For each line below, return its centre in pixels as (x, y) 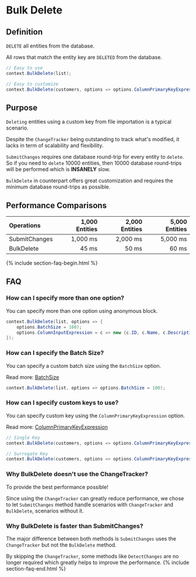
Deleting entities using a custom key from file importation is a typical (89, 122)
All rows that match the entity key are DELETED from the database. (84, 57)
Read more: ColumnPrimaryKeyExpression (57, 427)
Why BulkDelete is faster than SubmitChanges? (75, 526)
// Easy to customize (32, 84)
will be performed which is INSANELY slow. (58, 169)
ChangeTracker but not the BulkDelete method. (61, 545)
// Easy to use (24, 68)
